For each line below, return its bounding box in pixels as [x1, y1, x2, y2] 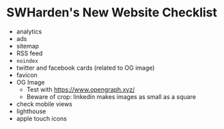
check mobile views [16, 100, 72, 108]
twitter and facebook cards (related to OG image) [16, 63, 155, 72]
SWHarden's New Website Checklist [6, 5, 218, 20]
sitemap [16, 42, 39, 50]
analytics [16, 27, 42, 35]
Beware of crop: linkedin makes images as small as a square [26, 92, 196, 100]
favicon [16, 70, 38, 79]
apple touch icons [16, 114, 68, 122]
